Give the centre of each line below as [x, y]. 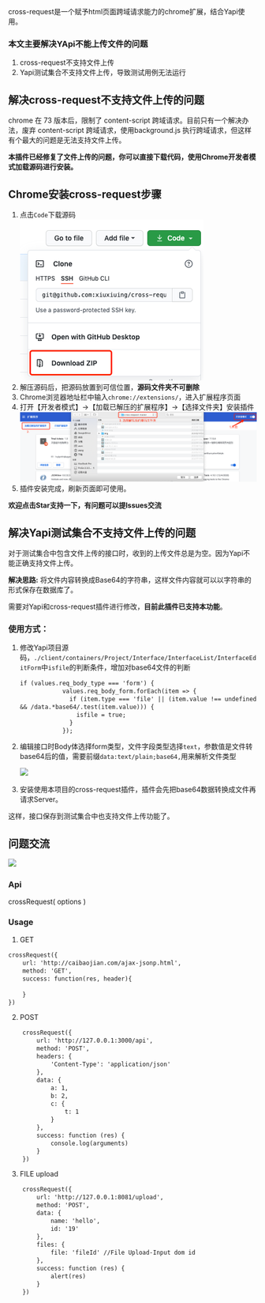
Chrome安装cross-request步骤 [85, 194]
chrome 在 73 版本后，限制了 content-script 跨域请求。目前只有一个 [118, 120]
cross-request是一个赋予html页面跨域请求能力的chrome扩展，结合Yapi [123, 11]
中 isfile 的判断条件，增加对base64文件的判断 [116, 667]
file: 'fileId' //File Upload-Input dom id [123, 1252]
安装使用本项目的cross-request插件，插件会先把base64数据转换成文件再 [138, 790]
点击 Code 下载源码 [48, 214]
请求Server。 [41, 799]
